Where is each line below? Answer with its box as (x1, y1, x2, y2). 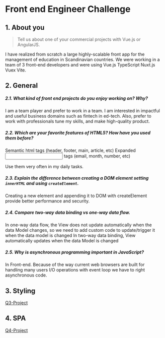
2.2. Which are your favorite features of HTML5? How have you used (5, 130, 151, 135)
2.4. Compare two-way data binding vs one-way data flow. (5, 209, 131, 215)
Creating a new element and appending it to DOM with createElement (5, 193, 148, 199)
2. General (5, 81, 38, 90)
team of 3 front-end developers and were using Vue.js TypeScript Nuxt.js (5, 62, 156, 68)
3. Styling (5, 286, 36, 295)
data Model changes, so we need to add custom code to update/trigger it (5, 227, 155, 233)
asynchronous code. (5, 272, 47, 278)
